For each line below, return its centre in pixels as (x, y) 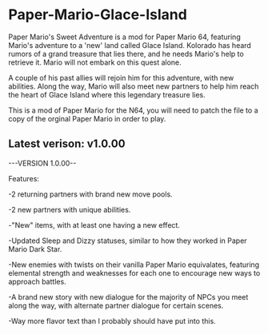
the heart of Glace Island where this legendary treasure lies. (107, 94)
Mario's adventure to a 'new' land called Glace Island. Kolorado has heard (130, 45)
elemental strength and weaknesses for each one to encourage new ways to (134, 272)
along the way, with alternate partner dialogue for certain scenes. (116, 305)
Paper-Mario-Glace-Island (98, 15)
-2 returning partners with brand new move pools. (91, 194)
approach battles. (37, 281)
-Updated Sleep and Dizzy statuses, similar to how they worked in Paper (128, 241)
